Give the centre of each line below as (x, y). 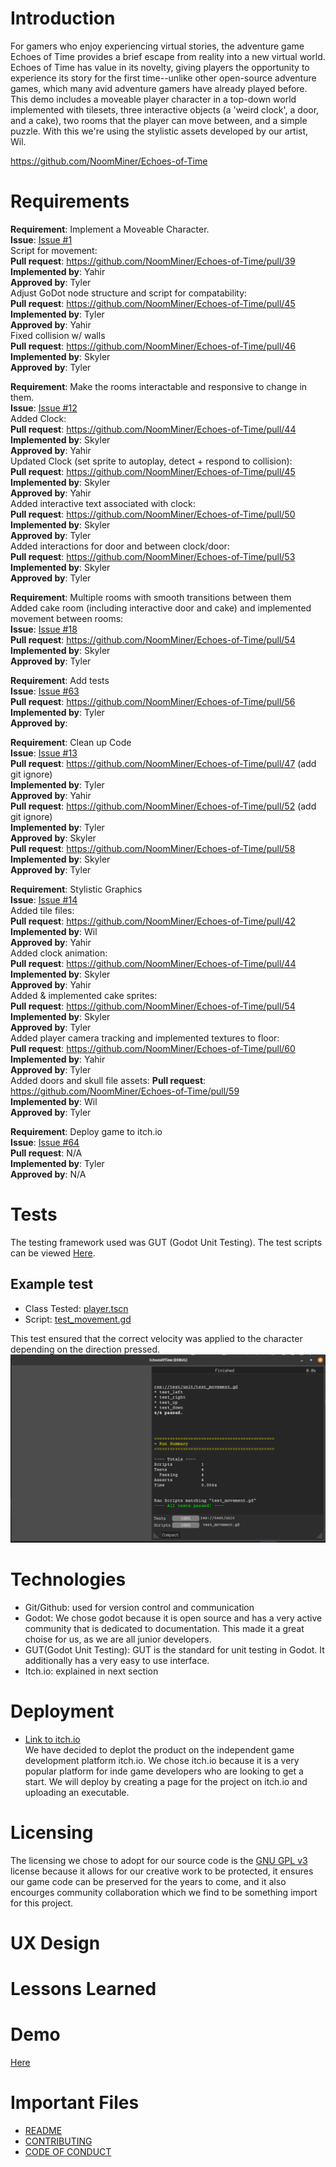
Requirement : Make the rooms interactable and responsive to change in (159, 386)
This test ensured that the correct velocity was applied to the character (156, 1338)
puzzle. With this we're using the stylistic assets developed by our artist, (159, 131)
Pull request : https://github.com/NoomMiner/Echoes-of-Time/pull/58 (153, 848)
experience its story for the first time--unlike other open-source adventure (163, 78)
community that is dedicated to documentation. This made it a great (164, 1628)
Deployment (62, 1711)
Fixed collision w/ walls (58, 335)
